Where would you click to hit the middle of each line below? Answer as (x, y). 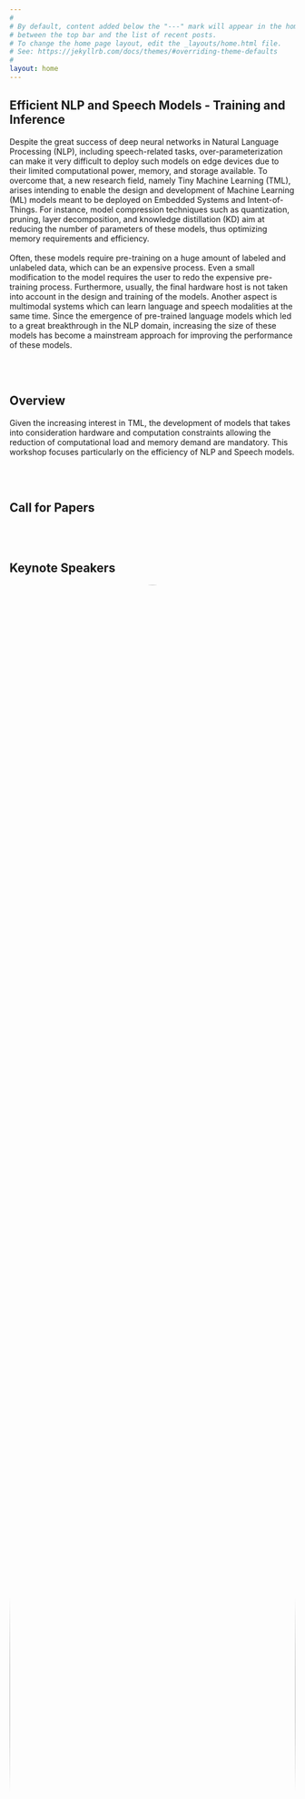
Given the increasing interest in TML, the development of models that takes (150, 422)
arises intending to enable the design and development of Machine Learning (152, 190)
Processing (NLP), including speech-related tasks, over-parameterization (146, 151)
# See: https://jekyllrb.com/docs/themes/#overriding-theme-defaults (144, 52)
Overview (38, 401)
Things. (24, 209)
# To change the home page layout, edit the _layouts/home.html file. (146, 43)
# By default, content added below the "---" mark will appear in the (146, 26)
